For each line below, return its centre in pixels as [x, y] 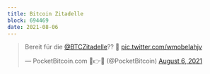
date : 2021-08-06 [33, 27]
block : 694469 [28, 20]
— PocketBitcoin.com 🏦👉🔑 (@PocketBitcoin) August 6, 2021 [113, 61]
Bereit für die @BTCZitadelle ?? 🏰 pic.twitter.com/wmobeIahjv [113, 47]
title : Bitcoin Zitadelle [45, 14]
